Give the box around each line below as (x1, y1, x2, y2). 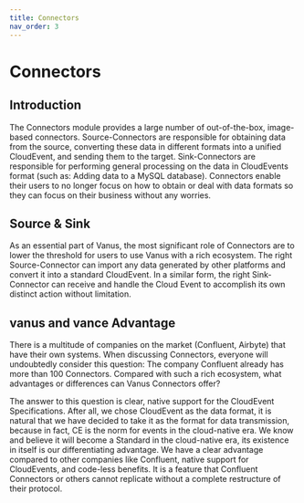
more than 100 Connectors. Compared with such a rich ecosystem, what (9, 369, 282, 380)
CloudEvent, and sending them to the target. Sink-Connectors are (9, 151, 256, 162)
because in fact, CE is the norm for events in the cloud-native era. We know (9, 425, 294, 436)
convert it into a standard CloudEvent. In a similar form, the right (9, 269, 251, 280)
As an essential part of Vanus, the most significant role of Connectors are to (9, 240, 295, 251)
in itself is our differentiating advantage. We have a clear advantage (9, 445, 264, 456)
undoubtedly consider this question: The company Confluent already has (9, 359, 285, 370)
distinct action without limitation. (9, 288, 132, 299)
